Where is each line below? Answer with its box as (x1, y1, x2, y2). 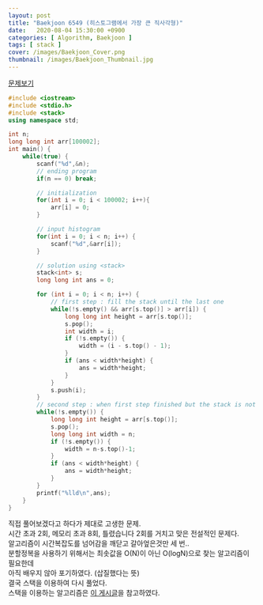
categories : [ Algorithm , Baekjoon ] (8, 33, 133, 42)
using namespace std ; (8, 116, 80, 124)
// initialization (36, 189, 97, 197)
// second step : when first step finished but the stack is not (36, 401, 257, 409)
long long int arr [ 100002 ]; (8, 138, 101, 146)
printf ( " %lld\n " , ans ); (36, 489, 111, 497)
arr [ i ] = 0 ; (50, 203, 90, 212)
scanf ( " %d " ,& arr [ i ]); (50, 240, 122, 248)
